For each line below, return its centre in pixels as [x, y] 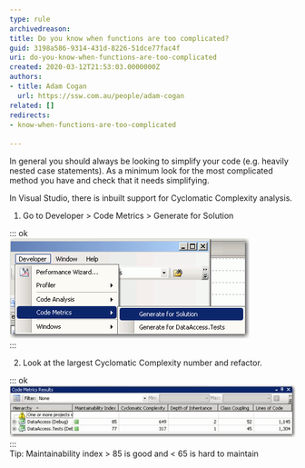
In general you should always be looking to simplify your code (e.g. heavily [149, 161]
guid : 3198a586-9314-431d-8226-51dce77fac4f [95, 48]
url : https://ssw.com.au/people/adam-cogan [101, 95]
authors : [26, 77]
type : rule [30, 19]
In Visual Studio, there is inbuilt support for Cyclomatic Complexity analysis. [151, 198]
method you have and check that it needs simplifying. [110, 181]
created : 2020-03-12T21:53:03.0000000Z [85, 67]
